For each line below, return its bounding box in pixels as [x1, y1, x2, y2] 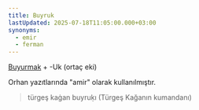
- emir [15, 33, 37, 42]
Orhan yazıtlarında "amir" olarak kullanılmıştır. [8, 78, 156, 87]
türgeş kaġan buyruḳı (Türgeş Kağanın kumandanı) [27, 93, 193, 102]
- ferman [15, 41, 44, 49]
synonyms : [8, 26, 41, 34]
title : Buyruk [8, 11, 55, 20]
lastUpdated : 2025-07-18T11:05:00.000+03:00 [8, 19, 157, 27]
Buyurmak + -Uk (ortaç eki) [8, 62, 98, 71]
